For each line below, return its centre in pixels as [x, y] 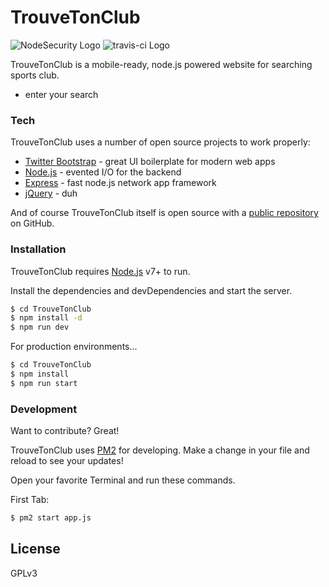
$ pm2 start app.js [51, 518]
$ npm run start [44, 383]
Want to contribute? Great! [65, 431]
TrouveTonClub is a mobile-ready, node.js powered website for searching [161, 64]
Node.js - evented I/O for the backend [103, 172]
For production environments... [74, 347]
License [35, 549]
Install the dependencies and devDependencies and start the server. [151, 290]
